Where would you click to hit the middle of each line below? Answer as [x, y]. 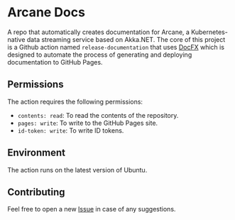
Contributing [36, 192]
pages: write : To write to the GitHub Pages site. [88, 123]
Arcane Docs [46, 12]
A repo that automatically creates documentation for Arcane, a [99, 32]
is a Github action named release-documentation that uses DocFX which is [116, 47]
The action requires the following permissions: [75, 101]
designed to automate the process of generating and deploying [100, 55]
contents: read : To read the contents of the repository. [98, 115]
